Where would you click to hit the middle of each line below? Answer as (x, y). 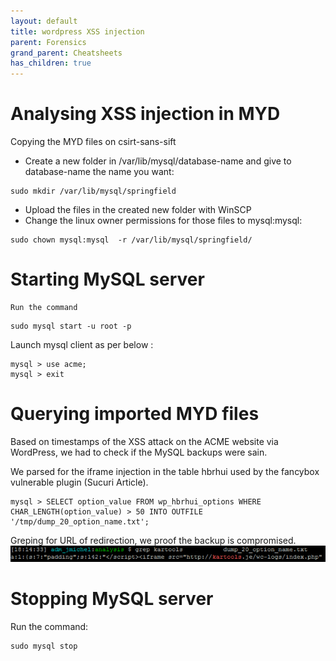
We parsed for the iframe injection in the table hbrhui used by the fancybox (165, 471)
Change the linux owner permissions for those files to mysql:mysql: (163, 221)
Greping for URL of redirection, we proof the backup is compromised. (153, 540)
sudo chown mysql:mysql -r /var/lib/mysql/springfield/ (131, 240)
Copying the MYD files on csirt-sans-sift (93, 142)
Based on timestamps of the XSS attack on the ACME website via (144, 441)
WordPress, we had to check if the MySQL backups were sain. (139, 452)
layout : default (44, 21)
